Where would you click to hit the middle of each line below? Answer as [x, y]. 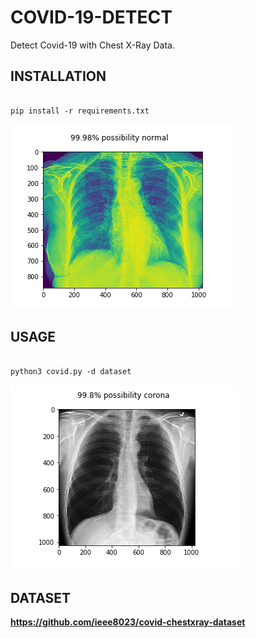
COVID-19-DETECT [91, 17]
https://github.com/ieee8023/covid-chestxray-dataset [128, 622]
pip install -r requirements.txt [80, 111]
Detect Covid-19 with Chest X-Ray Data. [92, 45]
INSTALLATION [58, 76]
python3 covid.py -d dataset [71, 371]
